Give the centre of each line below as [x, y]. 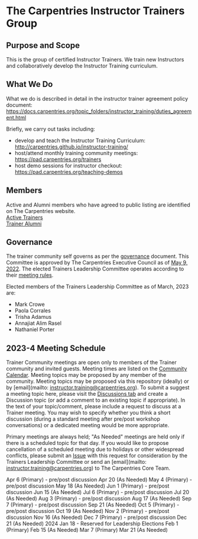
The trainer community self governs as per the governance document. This [98, 256]
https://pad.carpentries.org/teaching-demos [69, 172]
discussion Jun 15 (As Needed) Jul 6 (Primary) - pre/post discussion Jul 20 [98, 492]
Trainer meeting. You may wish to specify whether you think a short [88, 413]
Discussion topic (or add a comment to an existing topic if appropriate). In [96, 400]
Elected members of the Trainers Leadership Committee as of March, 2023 [98, 287]
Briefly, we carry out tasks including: [51, 129]
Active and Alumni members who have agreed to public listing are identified [98, 205]
